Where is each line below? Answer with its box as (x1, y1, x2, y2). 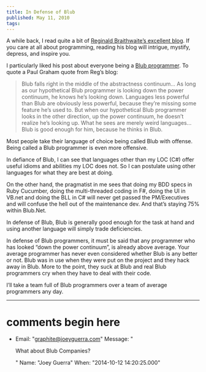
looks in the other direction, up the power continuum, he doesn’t (21, 113, 184, 120)
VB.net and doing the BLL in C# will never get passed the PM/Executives (6, 194, 189, 201)
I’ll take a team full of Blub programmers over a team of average (6, 281, 167, 289)
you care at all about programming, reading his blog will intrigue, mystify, (6, 43, 191, 51)
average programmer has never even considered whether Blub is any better (6, 250, 198, 258)
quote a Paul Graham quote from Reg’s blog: (6, 69, 118, 76)
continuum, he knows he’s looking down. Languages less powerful (21, 93, 189, 101)
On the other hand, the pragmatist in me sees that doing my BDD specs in (6, 181, 193, 188)
